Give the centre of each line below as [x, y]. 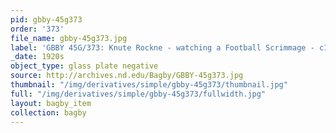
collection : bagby [48, 112]
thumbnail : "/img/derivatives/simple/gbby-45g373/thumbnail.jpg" [149, 85]
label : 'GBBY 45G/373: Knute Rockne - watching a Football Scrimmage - [162, 47]
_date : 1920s [37, 57]
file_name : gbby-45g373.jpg [69, 38]
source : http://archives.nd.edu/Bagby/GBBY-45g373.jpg [127, 76]
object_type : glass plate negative [84, 66]
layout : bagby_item [51, 103]
